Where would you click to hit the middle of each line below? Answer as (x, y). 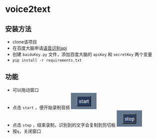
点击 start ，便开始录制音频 (41, 107)
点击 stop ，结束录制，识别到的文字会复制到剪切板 (64, 125)
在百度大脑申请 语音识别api (40, 48)
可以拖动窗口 (25, 90)
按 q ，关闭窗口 (27, 131)
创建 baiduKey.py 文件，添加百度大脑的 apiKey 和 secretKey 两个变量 (82, 54)
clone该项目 (25, 42)
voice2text (28, 9)
